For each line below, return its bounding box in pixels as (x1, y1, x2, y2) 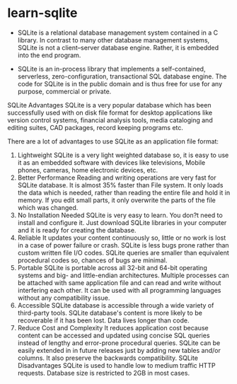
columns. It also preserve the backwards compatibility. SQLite (17, 354, 198, 362)
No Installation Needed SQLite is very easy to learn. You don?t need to (17, 211, 223, 219)
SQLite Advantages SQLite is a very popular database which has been (7, 100, 212, 109)
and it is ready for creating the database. (17, 226, 137, 234)
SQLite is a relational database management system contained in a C (17, 28, 218, 37)
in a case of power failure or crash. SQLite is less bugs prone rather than (17, 240, 229, 249)
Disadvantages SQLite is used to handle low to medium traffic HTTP (17, 361, 216, 369)
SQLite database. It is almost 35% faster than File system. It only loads (17, 180, 224, 189)
